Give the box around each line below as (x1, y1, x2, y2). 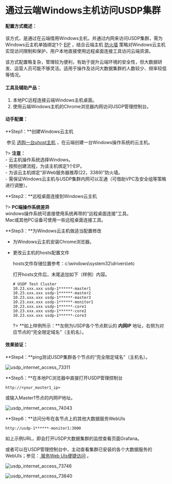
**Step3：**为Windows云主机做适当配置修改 (5, 228, 101, 234)
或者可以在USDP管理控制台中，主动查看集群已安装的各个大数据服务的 (5, 447, 153, 452)
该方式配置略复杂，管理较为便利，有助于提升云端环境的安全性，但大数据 (5, 59, 158, 65)
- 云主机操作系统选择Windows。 (5, 156, 73, 163)
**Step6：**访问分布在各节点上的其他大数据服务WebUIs (5, 416, 125, 421)
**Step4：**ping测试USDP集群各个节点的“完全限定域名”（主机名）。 (5, 354, 150, 360)
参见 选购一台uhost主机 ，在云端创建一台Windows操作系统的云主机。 (6, 139, 153, 145)
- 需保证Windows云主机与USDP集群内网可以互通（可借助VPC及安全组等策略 (5, 175, 166, 182)
